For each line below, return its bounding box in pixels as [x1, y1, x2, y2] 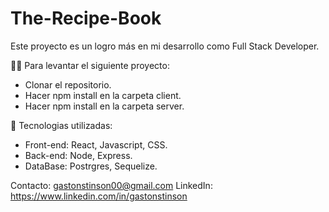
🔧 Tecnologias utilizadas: [10, 119, 113, 131]
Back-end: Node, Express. [24, 149, 133, 161]
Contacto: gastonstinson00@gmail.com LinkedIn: [10, 179, 213, 191]
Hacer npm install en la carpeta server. [24, 100, 185, 112]
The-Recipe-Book [10, 7, 162, 30]
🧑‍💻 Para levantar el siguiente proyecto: [10, 59, 170, 71]
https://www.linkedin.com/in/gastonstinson [10, 190, 188, 202]
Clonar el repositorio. [24, 78, 112, 91]
